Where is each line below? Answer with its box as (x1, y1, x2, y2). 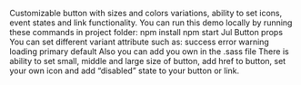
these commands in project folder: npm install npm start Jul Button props (9, 27, 284, 37)
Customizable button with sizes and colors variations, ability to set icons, (9, 8, 283, 18)
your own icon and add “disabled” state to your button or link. (9, 65, 240, 76)
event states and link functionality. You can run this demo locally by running (9, 17, 293, 28)
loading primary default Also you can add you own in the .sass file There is (9, 46, 289, 57)
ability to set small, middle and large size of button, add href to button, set (9, 56, 286, 66)
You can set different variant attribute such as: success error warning (9, 36, 270, 47)
